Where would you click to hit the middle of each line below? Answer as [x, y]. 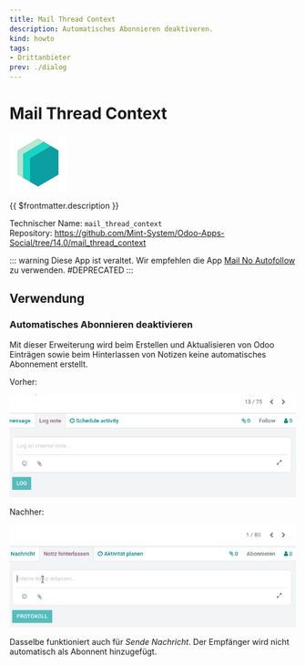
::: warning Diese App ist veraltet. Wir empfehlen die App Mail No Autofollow [152, 260]
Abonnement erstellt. [49, 364]
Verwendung [47, 299]
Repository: [31, 233]
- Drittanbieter [40, 58]
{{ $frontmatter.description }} [65, 205]
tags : [20, 48]
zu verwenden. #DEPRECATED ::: [71, 270]
